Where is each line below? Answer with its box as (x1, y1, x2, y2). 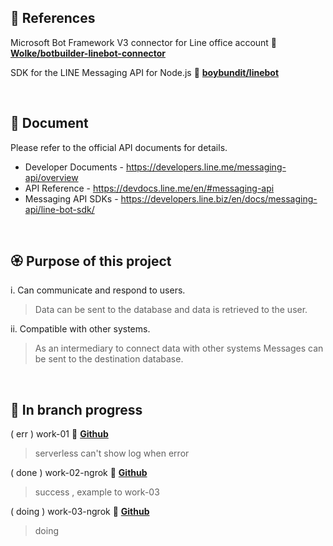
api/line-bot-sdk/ (24, 203, 95, 215)
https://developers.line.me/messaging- (125, 161, 287, 173)
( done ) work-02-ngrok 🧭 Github (10, 467, 148, 479)
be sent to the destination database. (34, 353, 184, 365)
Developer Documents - (24, 161, 124, 173)
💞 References (10, 10, 96, 27)
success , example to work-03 (34, 486, 160, 498)
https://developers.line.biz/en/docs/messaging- (120, 192, 318, 205)
